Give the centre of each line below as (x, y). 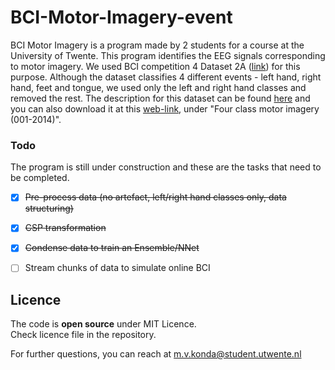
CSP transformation (65, 228)
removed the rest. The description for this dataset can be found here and (160, 98)
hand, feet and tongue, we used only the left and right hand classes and (158, 87)
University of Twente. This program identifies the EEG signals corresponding (168, 55)
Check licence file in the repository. (83, 335)
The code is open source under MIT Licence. (103, 324)
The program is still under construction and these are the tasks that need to (166, 167)
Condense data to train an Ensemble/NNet (112, 248)
